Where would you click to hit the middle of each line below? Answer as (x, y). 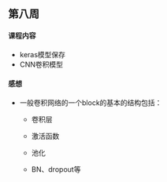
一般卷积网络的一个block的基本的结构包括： (91, 102)
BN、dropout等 (56, 169)
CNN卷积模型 (41, 64)
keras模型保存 (42, 54)
